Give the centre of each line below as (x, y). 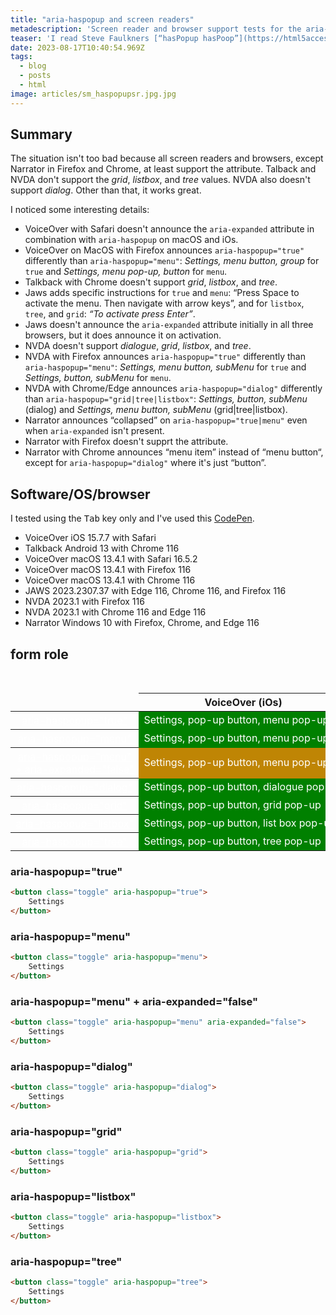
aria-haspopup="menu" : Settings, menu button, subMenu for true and (165, 367)
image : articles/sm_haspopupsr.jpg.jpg (93, 94)
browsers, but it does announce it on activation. (123, 335)
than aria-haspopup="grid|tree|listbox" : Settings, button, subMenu (166, 399)
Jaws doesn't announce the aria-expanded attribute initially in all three (169, 325)
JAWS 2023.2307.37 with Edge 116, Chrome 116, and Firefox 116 (155, 591)
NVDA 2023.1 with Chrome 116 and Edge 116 (115, 612)
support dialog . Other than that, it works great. (106, 190)
